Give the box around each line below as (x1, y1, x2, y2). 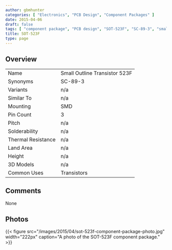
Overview (5, 55, 37, 64)
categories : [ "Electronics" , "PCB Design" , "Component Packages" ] (5, 12, 155, 17)
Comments (5, 187, 41, 195)
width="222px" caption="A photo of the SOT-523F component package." (5, 234, 160, 240)
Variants (8, 86, 28, 93)
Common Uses (8, 169, 44, 176)
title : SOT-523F (5, 31, 40, 36)
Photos (5, 215, 29, 223)
